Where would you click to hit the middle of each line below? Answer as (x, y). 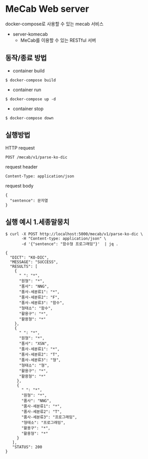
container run (27, 89)
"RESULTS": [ (24, 267)
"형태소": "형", (34, 365)
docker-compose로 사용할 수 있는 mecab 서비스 (55, 24)
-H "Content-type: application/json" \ (64, 239)
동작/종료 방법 (26, 58)
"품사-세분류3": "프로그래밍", (49, 417)
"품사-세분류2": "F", (39, 298)
